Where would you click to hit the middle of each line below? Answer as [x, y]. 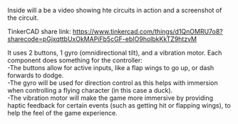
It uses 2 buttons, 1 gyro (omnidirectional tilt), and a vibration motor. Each [115, 53]
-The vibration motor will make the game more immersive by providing [110, 98]
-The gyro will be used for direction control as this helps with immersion [113, 83]
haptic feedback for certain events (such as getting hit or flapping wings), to [119, 105]
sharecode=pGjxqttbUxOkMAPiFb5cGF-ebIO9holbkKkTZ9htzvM [102, 39]
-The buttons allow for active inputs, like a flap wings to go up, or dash [111, 68]
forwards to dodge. [36, 75]
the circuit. [23, 18]
